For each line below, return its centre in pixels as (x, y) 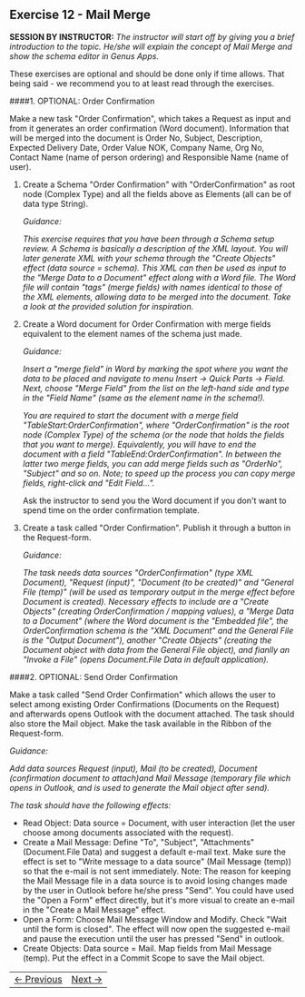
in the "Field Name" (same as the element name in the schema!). (144, 398)
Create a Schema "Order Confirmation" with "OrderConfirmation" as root (159, 184)
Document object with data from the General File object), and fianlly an (156, 649)
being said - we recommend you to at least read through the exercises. (142, 83)
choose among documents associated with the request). (128, 832)
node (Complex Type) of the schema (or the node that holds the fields (153, 434)
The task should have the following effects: (90, 805)
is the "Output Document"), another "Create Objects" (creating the (147, 640)
